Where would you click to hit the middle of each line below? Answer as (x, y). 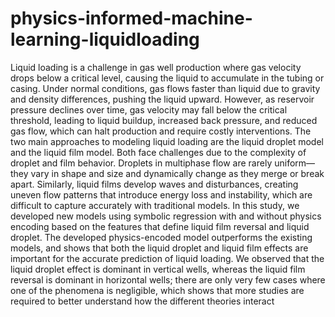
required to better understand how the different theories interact (142, 301)
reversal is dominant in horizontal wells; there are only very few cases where (168, 279)
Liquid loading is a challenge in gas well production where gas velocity (156, 67)
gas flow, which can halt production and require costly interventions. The (161, 131)
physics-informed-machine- (131, 18)
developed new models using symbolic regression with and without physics (166, 216)
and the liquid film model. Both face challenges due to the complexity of (158, 152)
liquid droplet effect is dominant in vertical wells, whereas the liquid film (158, 269)
